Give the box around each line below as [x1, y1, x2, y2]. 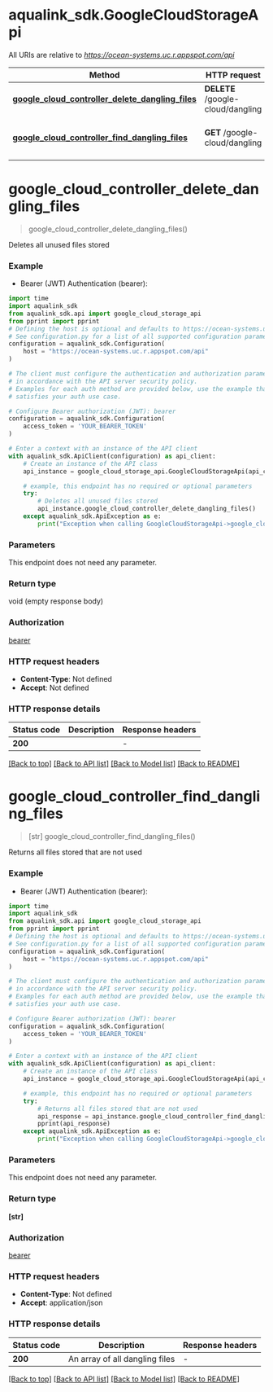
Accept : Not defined [19, 683, 89, 692]
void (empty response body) [8, 596, 104, 606]
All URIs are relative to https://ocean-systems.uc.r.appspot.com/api [8, 50, 235, 59]
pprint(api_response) [37, 1120, 111, 1128]
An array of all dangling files [67, 1353, 175, 1364]
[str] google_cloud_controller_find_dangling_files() [28, 832, 197, 841]
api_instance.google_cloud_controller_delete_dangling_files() [37, 505, 256, 513]
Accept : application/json [19, 1298, 103, 1308]
